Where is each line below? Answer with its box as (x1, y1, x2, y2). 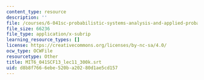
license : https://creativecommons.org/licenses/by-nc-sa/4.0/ (6, 43, 167, 49)
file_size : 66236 (6, 25, 50, 32)
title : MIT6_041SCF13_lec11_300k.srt (6, 59, 102, 65)
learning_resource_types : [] (6, 37, 80, 43)
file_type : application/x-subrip (6, 31, 91, 37)
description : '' (6, 14, 47, 20)
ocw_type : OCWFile (6, 48, 53, 54)
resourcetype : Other (6, 54, 59, 60)
